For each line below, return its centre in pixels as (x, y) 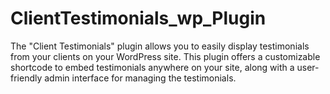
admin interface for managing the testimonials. (140, 78)
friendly (26, 78)
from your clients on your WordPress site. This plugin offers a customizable (165, 56)
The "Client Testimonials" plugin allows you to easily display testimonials (160, 46)
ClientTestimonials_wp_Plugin (138, 18)
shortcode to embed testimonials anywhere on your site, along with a (152, 67)
